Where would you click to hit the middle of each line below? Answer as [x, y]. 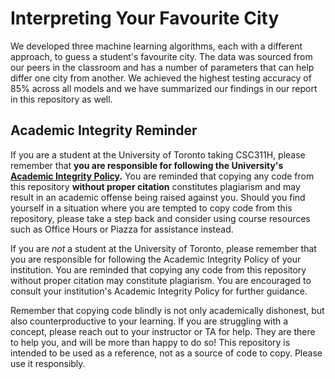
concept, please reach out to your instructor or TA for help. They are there [163, 331]
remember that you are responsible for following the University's [147, 165]
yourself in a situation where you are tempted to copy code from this [151, 208]
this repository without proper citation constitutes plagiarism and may [155, 186]
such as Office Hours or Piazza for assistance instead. [122, 229]
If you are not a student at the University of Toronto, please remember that [163, 248]
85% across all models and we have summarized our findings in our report [164, 88]
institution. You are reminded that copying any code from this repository [158, 269]
